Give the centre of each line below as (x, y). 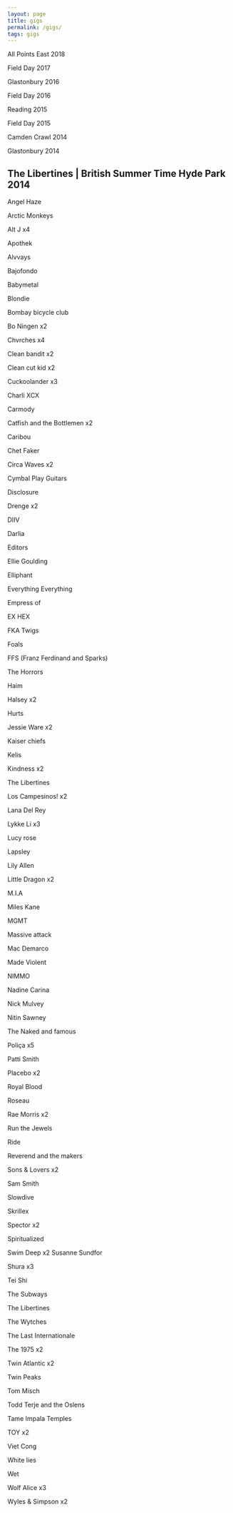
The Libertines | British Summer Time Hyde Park (116, 173)
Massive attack (30, 935)
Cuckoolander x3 (33, 382)
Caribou (19, 437)
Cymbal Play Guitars (37, 478)
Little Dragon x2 (31, 879)
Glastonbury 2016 (33, 82)
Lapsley (19, 852)
